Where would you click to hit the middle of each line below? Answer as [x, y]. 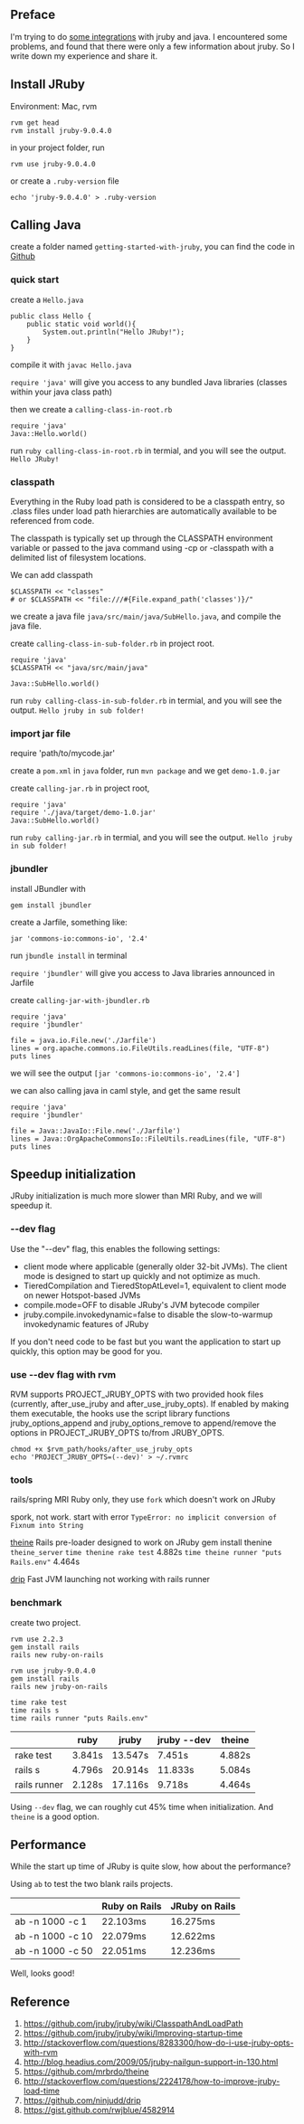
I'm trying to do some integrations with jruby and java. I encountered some [149, 36]
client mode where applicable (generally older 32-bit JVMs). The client [155, 1266]
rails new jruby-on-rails [59, 1686]
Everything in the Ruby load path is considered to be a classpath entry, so [148, 502]
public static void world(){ [81, 324]
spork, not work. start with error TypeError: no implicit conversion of [143, 1517]
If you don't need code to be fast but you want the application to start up [146, 1342]
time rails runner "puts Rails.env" [79, 1718]
